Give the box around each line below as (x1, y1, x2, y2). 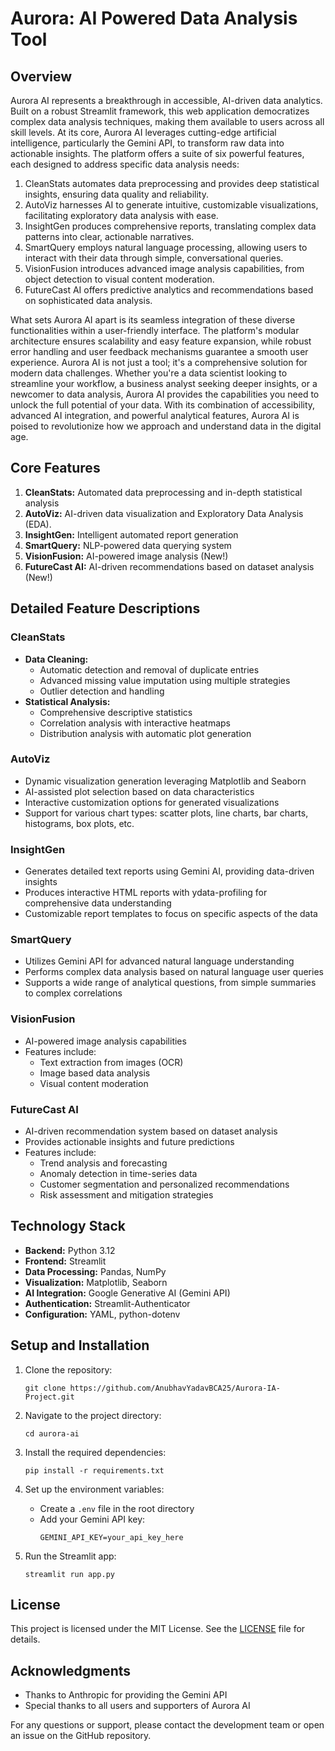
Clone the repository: (24, 1363, 113, 1376)
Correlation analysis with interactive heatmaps (39, 717, 231, 729)
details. (10, 1633, 41, 1646)
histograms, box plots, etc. (24, 817, 135, 829)
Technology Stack (10, 1218, 126, 1235)
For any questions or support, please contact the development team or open (10, 1719, 325, 1731)
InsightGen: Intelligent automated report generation (24, 528, 239, 541)
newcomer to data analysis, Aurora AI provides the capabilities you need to (10, 388, 320, 400)
